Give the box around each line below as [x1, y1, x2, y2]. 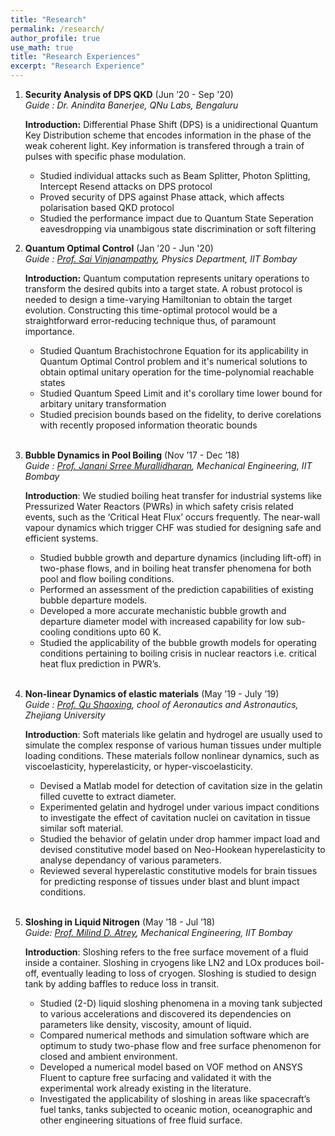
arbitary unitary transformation [39, 398, 167, 410]
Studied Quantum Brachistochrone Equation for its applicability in [39, 345, 309, 356]
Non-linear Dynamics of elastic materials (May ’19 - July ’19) [24, 688, 280, 700]
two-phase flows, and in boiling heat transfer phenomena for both [39, 562, 312, 574]
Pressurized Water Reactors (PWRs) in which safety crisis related [24, 501, 294, 512]
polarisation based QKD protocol [39, 202, 175, 213]
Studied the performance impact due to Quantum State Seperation [39, 212, 314, 224]
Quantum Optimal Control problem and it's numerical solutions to [39, 356, 308, 367]
